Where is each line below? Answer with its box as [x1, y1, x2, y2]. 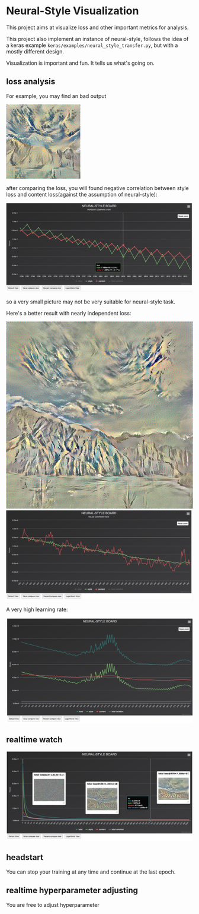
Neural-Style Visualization [6, 4, 139, 18]
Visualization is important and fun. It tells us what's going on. [6, 59, 155, 67]
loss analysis [6, 77, 56, 87]
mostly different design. [6, 48, 64, 55]
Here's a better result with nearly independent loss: [6, 309, 131, 317]
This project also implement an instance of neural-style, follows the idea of [6, 35, 189, 42]
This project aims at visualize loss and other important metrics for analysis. [6, 24, 189, 31]
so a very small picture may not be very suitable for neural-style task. [6, 298, 176, 305]
